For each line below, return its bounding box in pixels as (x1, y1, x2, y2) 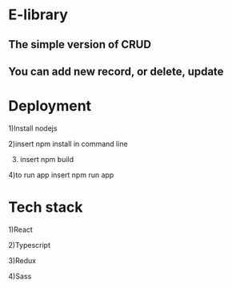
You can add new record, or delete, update (8, 64, 224, 78)
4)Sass (8, 271, 32, 281)
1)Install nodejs (8, 123, 58, 133)
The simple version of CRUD (8, 38, 152, 51)
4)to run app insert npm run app (8, 170, 114, 180)
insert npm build (19, 154, 74, 164)
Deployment (8, 97, 92, 116)
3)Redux (8, 255, 37, 266)
